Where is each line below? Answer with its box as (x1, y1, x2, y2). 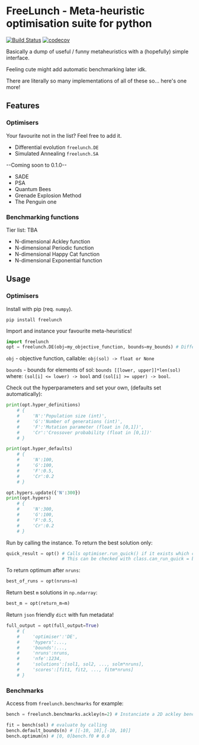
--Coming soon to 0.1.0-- (6, 161, 67, 169)
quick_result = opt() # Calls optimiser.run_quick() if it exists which (6, 550, 190, 556)
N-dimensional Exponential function (14, 256, 102, 264)
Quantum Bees (14, 185, 52, 192)
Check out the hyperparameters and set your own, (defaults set (6, 384, 162, 391)
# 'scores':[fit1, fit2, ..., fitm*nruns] (17, 667, 134, 673)
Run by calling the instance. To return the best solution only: (6, 539, 153, 546)
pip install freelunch (6, 316, 62, 323)
